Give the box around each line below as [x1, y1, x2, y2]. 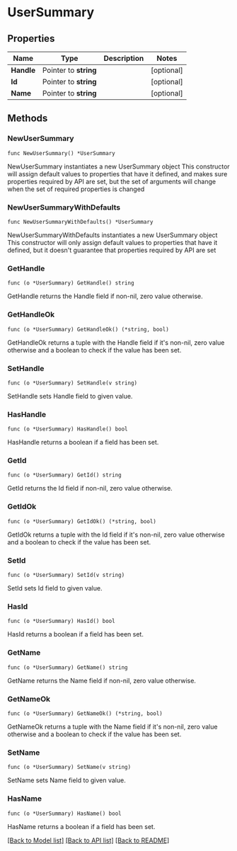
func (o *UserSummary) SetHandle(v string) [7, 379, 138, 387]
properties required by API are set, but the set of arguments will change [7, 177, 216, 185]
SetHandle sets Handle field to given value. [7, 392, 133, 400]
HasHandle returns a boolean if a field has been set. [7, 438, 159, 447]
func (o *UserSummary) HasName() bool [7, 810, 122, 817]
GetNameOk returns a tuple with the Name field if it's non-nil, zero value [7, 722, 218, 731]
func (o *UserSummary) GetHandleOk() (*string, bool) [7, 326, 170, 333]
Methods [7, 113, 48, 125]
